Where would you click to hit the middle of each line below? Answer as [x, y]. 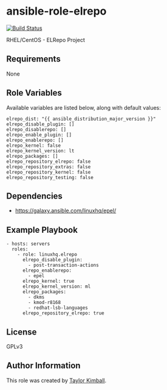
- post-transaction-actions [63, 265]
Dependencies [34, 196]
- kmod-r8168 [45, 303]
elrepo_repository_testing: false [50, 177]
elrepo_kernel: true [48, 282]
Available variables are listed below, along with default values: [83, 107]
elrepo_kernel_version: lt [40, 151]
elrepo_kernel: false [34, 145]
